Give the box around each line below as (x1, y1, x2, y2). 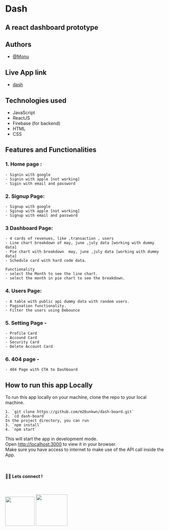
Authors (5, 40, 32, 48)
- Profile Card (5, 331, 37, 336)
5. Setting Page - (5, 319, 47, 326)
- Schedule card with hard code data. (5, 258, 87, 263)
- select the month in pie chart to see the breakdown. (5, 276, 125, 281)
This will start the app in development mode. (5, 436, 98, 442)
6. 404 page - (5, 356, 39, 363)
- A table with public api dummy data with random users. (5, 299, 130, 304)
